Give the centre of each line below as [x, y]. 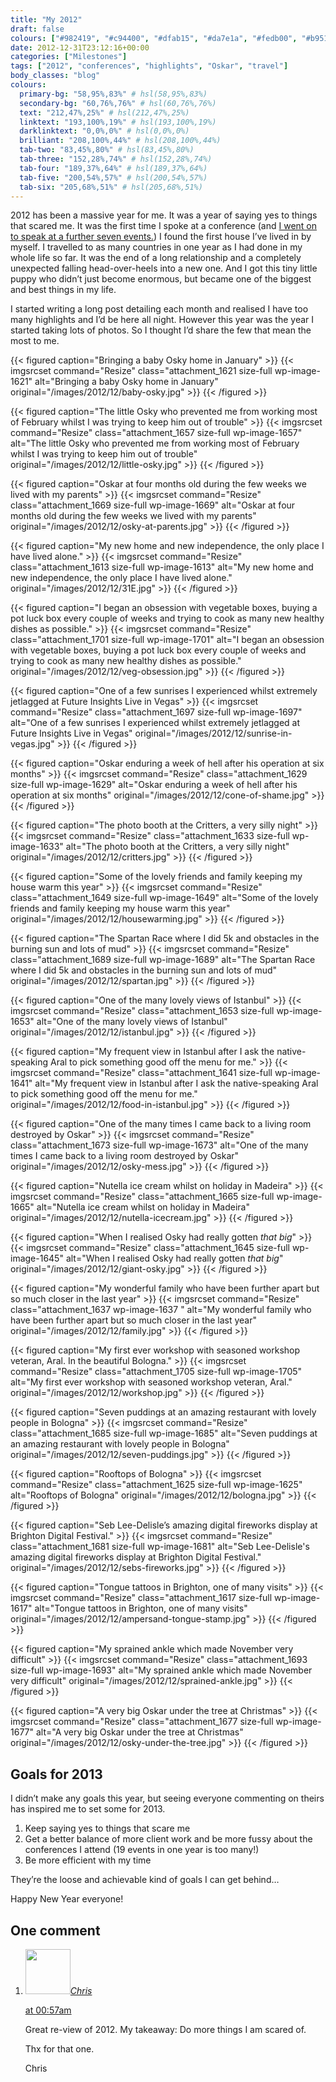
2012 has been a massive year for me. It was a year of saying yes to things [164, 215]
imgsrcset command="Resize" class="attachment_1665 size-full [142, 1197]
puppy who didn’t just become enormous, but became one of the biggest [161, 279]
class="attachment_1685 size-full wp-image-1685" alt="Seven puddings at [164, 1433]
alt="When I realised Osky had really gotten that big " [174, 1258]
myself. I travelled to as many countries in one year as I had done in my [156, 247]
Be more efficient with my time [88, 1860]
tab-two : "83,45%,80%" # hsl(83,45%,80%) [107, 150]
